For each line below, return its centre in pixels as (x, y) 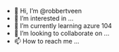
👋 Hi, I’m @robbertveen (48, 11)
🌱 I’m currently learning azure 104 (63, 26)
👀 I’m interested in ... (44, 18)
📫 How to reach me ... (46, 41)
